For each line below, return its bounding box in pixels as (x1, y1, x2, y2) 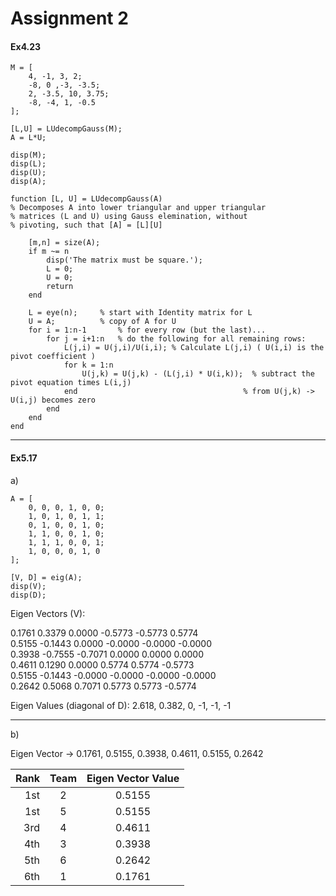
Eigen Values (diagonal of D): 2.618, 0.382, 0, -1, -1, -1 (10, 699, 232, 711)
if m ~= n (28, 247, 70, 257)
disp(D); (10, 590, 47, 600)
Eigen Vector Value (86, 771, 180, 785)
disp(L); (10, 159, 47, 169)
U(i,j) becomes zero (10, 395, 97, 406)
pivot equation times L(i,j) (10, 378, 132, 388)
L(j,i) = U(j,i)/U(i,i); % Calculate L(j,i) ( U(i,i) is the (63, 343, 325, 353)
